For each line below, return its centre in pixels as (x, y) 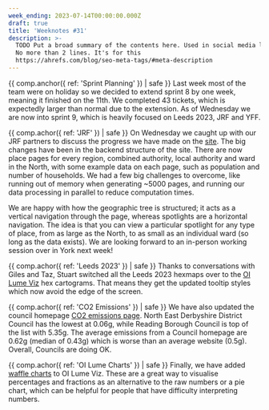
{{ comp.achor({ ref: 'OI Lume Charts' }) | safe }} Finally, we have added (127, 364)
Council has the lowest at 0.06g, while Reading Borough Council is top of (128, 324)
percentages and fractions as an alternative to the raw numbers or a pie (127, 382)
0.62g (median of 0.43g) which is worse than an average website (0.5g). (128, 340)
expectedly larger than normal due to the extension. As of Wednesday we (129, 108)
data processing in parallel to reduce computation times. (101, 192)
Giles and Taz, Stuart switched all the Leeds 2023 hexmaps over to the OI (129, 274)
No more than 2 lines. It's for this (78, 53)
